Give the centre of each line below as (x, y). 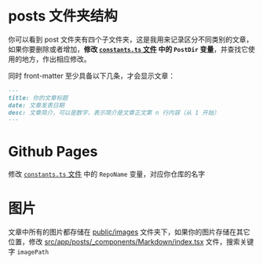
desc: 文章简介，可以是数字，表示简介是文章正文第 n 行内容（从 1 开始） (114, 112)
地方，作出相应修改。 (56, 59)
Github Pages (53, 151)
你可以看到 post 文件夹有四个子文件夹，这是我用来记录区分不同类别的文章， (131, 39)
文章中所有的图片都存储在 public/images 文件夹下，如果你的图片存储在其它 (129, 232)
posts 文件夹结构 (63, 16)
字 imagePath (29, 251)
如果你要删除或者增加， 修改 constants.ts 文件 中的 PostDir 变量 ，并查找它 (128, 49)
